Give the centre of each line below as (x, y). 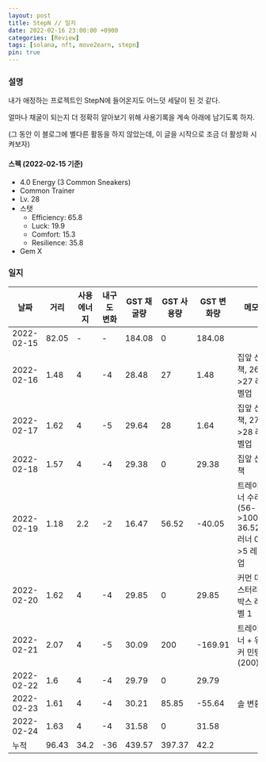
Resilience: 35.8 (57, 242)
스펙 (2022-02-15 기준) (46, 164)
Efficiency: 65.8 (57, 217)
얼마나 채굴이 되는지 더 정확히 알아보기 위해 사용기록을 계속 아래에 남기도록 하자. (132, 117)
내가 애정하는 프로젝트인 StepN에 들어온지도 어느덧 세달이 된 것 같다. (114, 101)
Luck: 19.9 (48, 225)
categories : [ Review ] (44, 38)
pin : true (25, 52)
